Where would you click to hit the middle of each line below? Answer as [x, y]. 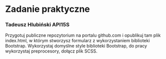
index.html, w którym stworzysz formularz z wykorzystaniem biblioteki [78, 41]
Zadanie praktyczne [48, 9]
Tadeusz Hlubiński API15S [37, 25]
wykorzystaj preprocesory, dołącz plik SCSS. [51, 51]
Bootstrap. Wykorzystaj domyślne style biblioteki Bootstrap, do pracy [76, 46]
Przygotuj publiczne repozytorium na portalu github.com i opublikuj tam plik [83, 35]
